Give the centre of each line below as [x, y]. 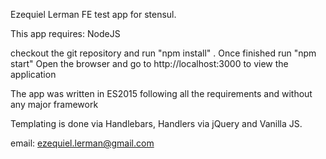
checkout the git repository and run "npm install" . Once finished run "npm [163, 53]
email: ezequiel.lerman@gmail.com [82, 143]
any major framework [54, 104]
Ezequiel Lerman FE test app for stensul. [93, 14]
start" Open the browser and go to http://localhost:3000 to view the [149, 63]
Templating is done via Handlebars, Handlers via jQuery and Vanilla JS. [156, 123]
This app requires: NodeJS [65, 33]
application [33, 74]
